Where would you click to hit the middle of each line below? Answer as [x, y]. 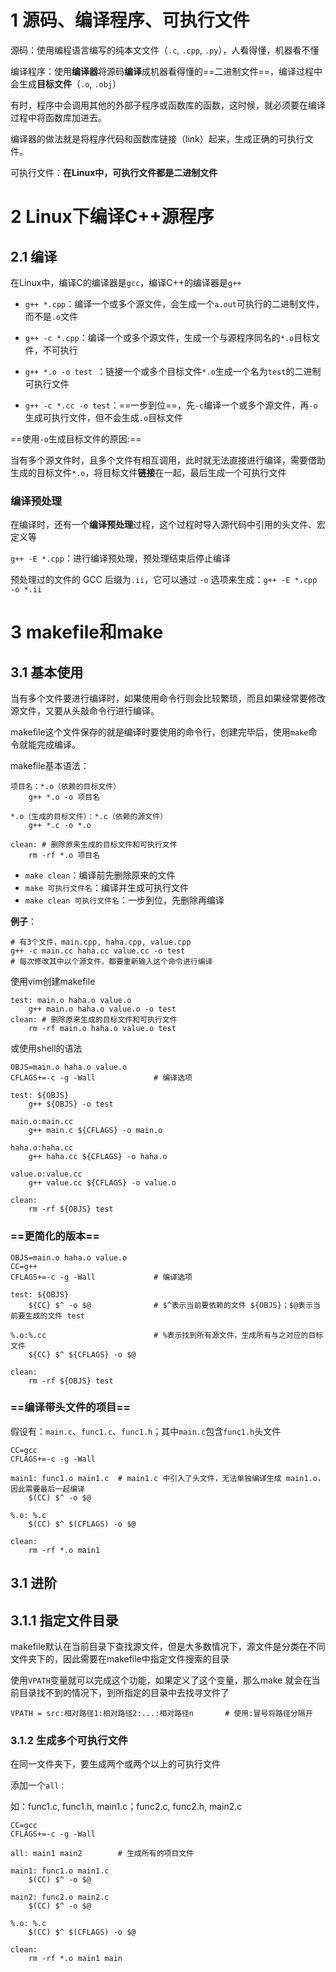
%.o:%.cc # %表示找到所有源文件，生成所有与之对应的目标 [167, 1335]
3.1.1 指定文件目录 [64, 1620]
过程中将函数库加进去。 [58, 117]
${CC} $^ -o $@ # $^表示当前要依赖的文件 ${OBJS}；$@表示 [170, 1305]
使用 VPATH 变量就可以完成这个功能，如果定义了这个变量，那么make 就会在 [161, 1680]
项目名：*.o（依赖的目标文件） [66, 787]
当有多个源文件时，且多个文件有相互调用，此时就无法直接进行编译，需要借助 [168, 460]
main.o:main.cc [42, 1122]
